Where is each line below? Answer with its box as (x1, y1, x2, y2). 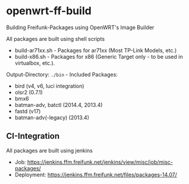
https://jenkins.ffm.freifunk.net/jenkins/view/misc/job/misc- (27, 158, 174, 166)
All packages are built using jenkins (6, 147, 93, 154)
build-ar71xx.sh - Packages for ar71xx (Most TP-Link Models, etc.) (14, 46, 177, 54)
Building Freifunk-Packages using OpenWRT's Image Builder (6, 24, 155, 31)
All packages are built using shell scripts (6, 35, 105, 42)
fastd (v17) (14, 107, 41, 115)
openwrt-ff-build (6, 4, 92, 18)
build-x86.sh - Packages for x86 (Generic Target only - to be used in (14, 53, 183, 60)
